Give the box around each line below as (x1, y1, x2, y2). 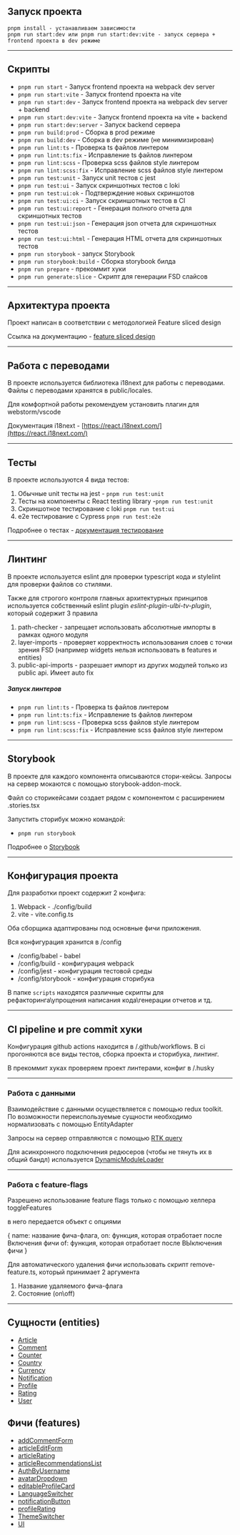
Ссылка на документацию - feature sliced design (7, 332, 156, 341)
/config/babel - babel (17, 952, 81, 960)
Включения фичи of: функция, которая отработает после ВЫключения (7, 1238, 223, 1247)
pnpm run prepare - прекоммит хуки (17, 264, 126, 273)
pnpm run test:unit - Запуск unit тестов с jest (17, 173, 156, 182)
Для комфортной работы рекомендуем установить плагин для (7, 400, 200, 409)
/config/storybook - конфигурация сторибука (17, 975, 155, 983)
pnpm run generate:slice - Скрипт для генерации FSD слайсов (17, 272, 209, 281)
